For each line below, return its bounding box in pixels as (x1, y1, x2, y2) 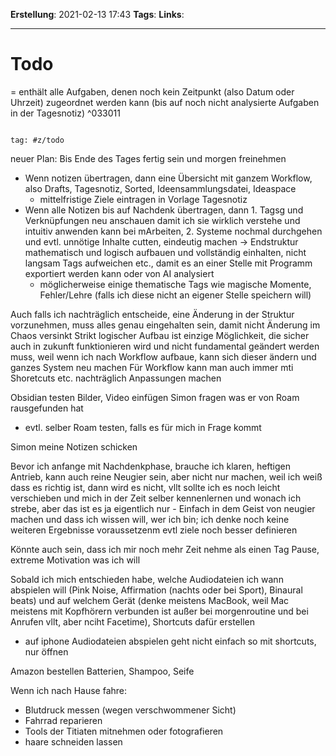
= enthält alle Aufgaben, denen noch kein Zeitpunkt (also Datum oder (10, 85, 295, 98)
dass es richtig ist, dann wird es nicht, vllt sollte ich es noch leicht (10, 481, 281, 493)
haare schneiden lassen (24, 735, 123, 748)
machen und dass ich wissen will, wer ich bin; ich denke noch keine (10, 513, 290, 525)
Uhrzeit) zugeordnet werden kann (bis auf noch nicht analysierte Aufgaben (10, 96, 320, 108)
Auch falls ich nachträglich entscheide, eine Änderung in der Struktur (10, 308, 295, 320)
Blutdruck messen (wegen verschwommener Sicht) (24, 704, 237, 716)
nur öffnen (24, 645, 69, 658)
